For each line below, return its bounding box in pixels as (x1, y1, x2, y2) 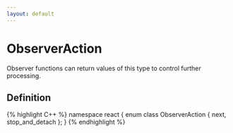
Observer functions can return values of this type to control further (6, 64, 202, 72)
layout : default (6, 10, 54, 18)
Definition (6, 91, 51, 103)
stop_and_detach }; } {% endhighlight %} (6, 118, 126, 127)
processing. (6, 71, 42, 80)
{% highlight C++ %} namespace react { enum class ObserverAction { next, (6, 110, 227, 119)
